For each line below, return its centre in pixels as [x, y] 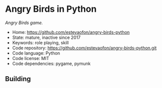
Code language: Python [36, 53]
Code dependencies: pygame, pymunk [51, 63]
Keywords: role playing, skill [40, 42]
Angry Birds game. [24, 23]
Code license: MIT [31, 58]
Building [18, 79]
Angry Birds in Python [51, 9]
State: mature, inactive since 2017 [46, 37]
